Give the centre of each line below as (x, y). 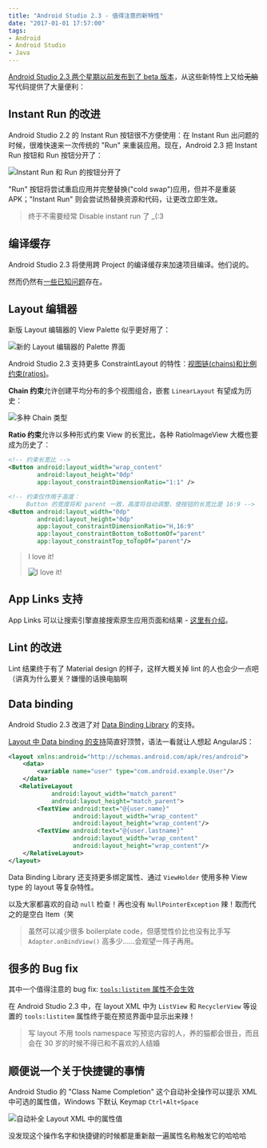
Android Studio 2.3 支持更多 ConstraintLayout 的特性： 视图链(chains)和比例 (133, 364)
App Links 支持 (46, 600)
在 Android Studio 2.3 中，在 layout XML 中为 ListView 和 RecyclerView (125, 1006)
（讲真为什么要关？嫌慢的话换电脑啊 (68, 678)
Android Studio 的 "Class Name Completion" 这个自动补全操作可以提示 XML (133, 1092)
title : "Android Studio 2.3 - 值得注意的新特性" (86, 16)
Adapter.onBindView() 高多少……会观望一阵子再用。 (113, 941)
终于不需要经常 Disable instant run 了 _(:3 (96, 216)
